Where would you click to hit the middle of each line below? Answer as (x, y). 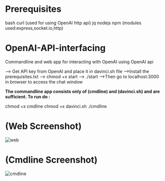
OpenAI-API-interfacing (55, 48)
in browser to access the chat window (44, 82)
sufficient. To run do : (28, 96)
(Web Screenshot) (43, 126)
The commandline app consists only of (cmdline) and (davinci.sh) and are (82, 91)
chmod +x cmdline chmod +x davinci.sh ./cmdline (56, 106)
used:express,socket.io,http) (34, 28)
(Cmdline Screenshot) (51, 160)
